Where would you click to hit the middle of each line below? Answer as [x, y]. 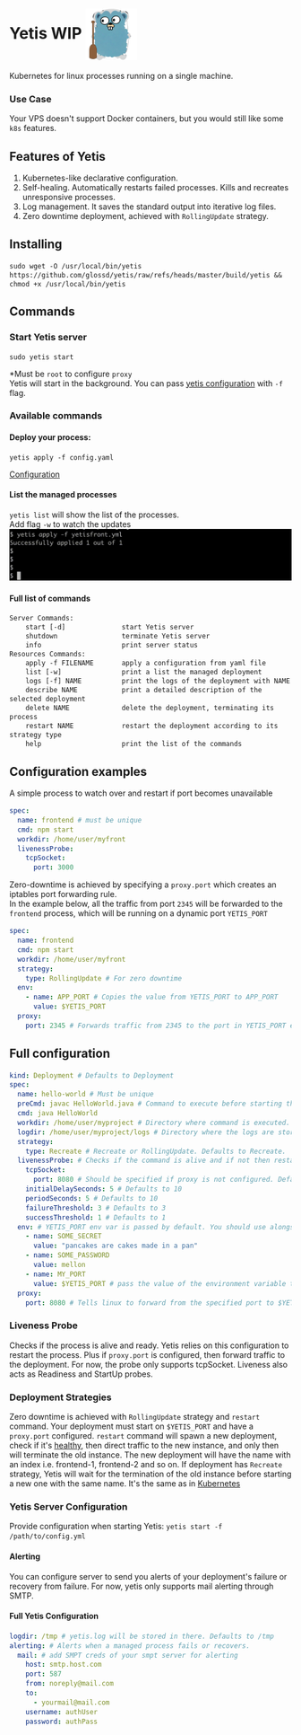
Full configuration [60, 1054]
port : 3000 [53, 867]
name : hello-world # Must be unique [86, 1095]
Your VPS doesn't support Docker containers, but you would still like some [146, 119]
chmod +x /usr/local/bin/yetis [68, 284]
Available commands [56, 416]
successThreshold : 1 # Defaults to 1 [96, 1217]
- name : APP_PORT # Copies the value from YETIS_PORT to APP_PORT [152, 997]
